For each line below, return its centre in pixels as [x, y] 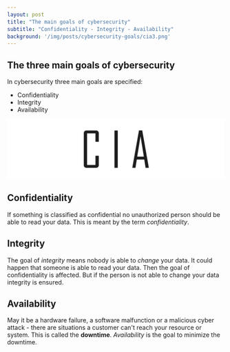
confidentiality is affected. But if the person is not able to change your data [113, 275]
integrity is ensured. [35, 282]
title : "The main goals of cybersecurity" [69, 22]
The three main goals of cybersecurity [91, 65]
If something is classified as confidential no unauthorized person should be [114, 214]
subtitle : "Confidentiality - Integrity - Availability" [91, 29]
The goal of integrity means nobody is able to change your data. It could [110, 260]
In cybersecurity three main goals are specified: [75, 82]
